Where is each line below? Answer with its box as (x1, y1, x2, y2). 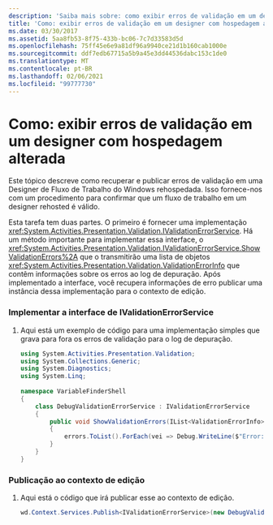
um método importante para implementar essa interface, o (8, 235, 204, 244)
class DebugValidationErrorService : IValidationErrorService (35, 402, 250, 411)
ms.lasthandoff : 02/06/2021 (8, 72, 104, 80)
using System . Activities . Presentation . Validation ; (19, 350, 196, 358)
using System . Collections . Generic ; (19, 357, 141, 365)
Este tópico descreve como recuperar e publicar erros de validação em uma (8, 176, 263, 186)
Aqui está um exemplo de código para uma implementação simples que (19, 325, 260, 335)
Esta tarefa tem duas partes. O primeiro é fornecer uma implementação (8, 217, 248, 227)
